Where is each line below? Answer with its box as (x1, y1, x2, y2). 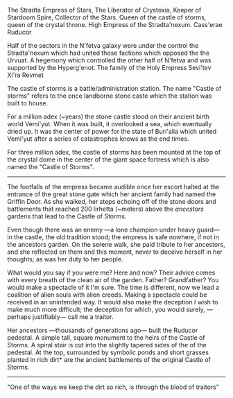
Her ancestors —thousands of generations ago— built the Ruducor (7, 326, 198, 334)
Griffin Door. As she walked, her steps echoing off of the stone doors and (7, 198, 216, 205)
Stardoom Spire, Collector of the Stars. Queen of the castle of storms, (7, 13, 207, 21)
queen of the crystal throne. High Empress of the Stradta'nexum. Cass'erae (7, 21, 223, 28)
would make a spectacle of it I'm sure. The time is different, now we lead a (7, 284, 220, 291)
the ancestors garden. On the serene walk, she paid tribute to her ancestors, (7, 241, 225, 248)
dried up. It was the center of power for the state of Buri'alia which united (7, 128, 217, 135)
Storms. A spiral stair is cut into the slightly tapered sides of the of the (7, 341, 207, 349)
